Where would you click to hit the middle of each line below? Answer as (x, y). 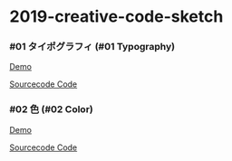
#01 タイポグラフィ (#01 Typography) (92, 47)
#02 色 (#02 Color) (51, 109)
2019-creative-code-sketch (116, 17)
